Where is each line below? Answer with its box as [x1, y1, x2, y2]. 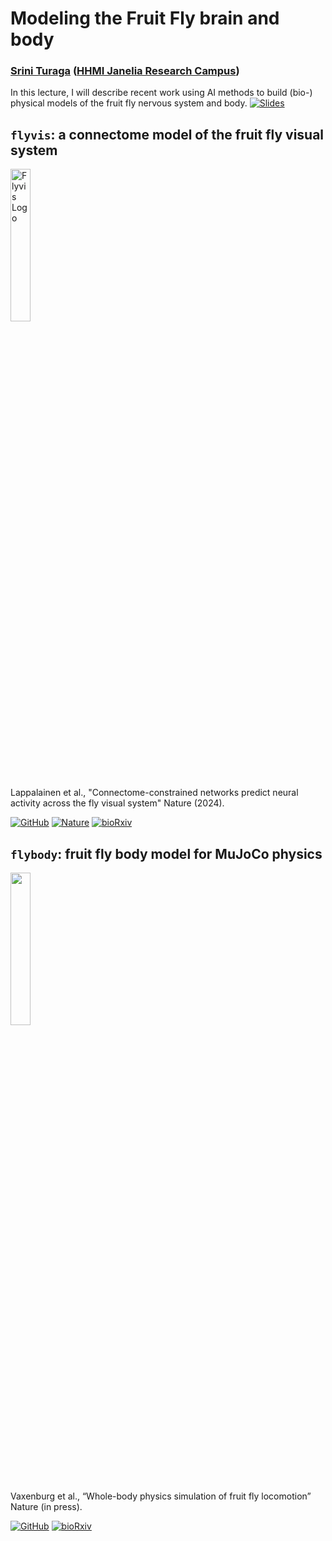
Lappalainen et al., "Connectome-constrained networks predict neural [10, 787, 299, 799]
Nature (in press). [10, 1501, 83, 1513]
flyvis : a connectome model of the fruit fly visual [10, 126, 325, 143]
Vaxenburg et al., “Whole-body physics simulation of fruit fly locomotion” [10, 1490, 312, 1502]
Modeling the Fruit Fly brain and [10, 7, 280, 30]
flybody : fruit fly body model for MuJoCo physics [10, 845, 323, 862]
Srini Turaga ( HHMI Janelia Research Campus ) [10, 64, 240, 78]
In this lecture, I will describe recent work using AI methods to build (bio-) [10, 87, 313, 99]
